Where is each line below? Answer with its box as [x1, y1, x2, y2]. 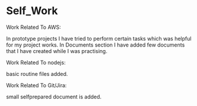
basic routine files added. [6, 70, 68, 77]
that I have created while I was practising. [6, 47, 108, 54]
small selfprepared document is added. [6, 93, 102, 100]
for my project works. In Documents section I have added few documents [6, 41, 185, 48]
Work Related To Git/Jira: [6, 81, 67, 89]
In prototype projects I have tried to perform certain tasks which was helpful [6, 35, 192, 42]
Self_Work [6, 4, 58, 18]
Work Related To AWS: [6, 24, 61, 31]
